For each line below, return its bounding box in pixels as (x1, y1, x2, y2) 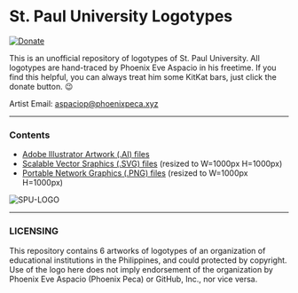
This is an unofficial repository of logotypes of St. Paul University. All (9, 52, 260, 63)
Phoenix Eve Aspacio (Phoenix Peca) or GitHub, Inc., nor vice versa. (9, 273, 258, 284)
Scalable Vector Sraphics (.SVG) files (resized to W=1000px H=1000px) (21, 158, 283, 170)
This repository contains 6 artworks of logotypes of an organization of (9, 245, 266, 256)
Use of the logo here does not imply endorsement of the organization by (9, 264, 273, 274)
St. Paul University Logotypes (9, 6, 233, 27)
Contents (9, 129, 51, 141)
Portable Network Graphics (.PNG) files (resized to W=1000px (21, 168, 248, 178)
